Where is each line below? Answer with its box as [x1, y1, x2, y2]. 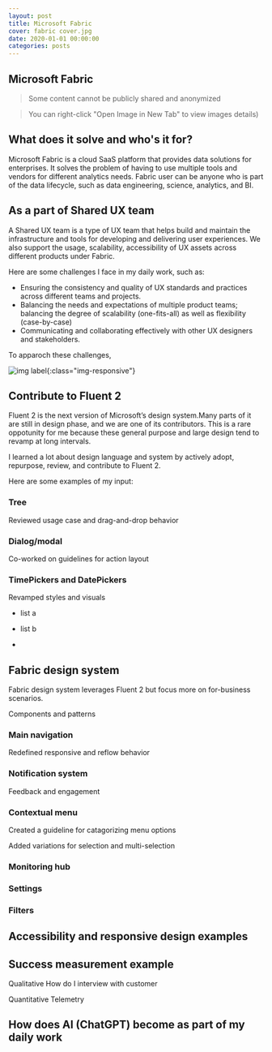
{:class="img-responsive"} [46, 366, 136, 376]
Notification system [8, 768, 88, 779]
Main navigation [8, 729, 74, 741]
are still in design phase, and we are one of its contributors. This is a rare [8, 419, 251, 429]
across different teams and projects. [19, 291, 142, 301]
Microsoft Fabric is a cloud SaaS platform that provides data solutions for [8, 154, 253, 164]
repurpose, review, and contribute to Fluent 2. [8, 461, 161, 470]
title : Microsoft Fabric [8, 19, 92, 28]
